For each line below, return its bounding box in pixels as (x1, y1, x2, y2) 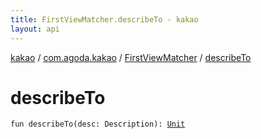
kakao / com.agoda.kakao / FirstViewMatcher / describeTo (10, 51, 252, 63)
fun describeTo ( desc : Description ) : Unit (10, 119, 186, 130)
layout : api (10, 24, 60, 34)
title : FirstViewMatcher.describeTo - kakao (10, 14, 199, 25)
